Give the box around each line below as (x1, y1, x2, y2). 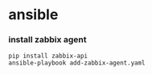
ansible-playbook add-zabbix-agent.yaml (8, 59, 146, 67)
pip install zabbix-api (8, 52, 88, 61)
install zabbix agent (8, 34, 87, 45)
